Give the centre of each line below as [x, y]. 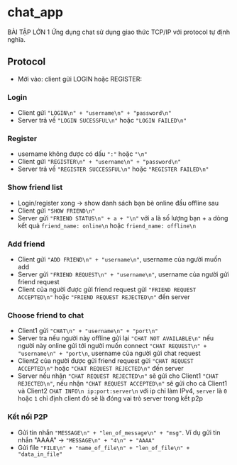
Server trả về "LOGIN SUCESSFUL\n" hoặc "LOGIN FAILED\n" [102, 121]
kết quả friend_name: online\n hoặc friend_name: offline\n [107, 225]
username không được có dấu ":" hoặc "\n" [82, 154]
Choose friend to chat [45, 315]
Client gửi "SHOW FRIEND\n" [56, 211]
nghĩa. [17, 39]
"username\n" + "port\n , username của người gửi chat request [109, 353]
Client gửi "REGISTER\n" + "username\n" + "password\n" [99, 162]
